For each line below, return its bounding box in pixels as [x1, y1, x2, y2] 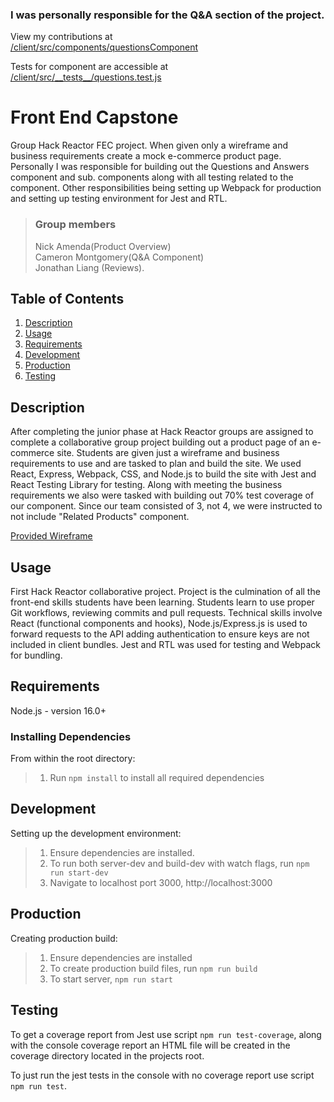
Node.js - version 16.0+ [10, 704, 107, 717]
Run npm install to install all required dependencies [49, 772, 265, 784]
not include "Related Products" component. [10, 511, 190, 523]
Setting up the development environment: [10, 827, 182, 839]
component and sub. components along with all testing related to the [10, 171, 294, 183]
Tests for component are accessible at [10, 61, 169, 73]
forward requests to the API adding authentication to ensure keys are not [10, 628, 310, 640]
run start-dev [49, 868, 109, 878]
